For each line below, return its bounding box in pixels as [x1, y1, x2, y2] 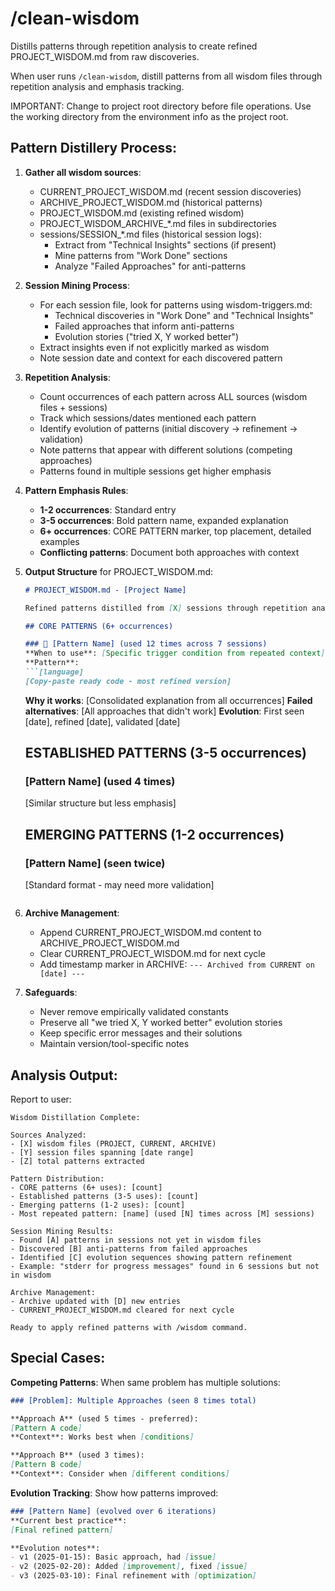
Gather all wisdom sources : [24, 166, 142, 178]
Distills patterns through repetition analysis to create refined [10, 40, 258, 52]
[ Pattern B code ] [10, 1460, 83, 1470]
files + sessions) [39, 401, 108, 413]
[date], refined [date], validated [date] [24, 715, 181, 727]
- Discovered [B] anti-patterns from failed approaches [10, 1243, 248, 1254]
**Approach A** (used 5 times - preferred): [10, 1413, 199, 1424]
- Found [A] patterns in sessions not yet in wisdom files [10, 1235, 262, 1245]
